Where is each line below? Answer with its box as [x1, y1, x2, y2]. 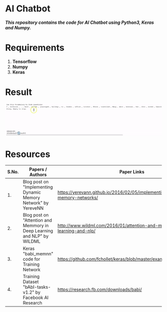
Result [5, 86, 32, 98]
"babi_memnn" [22, 250, 54, 256]
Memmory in [22, 223, 49, 229]
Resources [5, 149, 51, 159]
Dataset [22, 279, 39, 285]
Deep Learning [22, 228, 53, 234]
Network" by [22, 200, 49, 206]
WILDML [22, 238, 41, 244]
